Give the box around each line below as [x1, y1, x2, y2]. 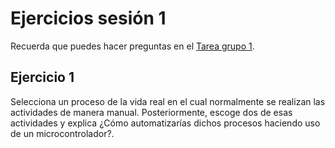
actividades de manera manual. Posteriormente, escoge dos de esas [10, 106, 293, 118]
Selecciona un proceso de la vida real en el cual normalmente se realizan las [10, 95, 326, 107]
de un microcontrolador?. [10, 127, 115, 139]
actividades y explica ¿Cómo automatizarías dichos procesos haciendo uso [10, 117, 321, 129]
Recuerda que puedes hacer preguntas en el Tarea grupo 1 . [10, 40, 255, 52]
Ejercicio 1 [10, 69, 75, 86]
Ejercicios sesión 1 [10, 7, 167, 30]
